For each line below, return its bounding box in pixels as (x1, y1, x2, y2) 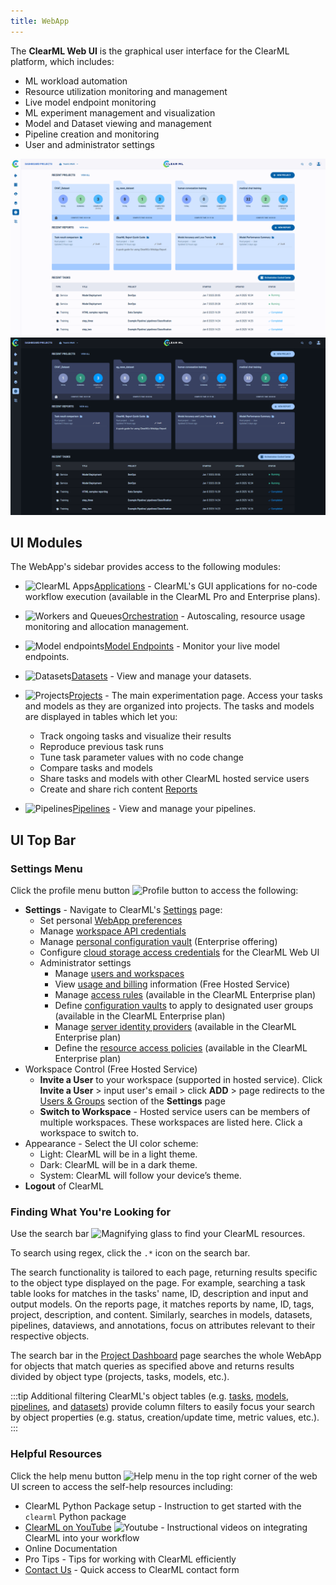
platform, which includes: (10, 55, 115, 67)
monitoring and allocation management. (24, 621, 190, 633)
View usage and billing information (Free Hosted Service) (54, 978, 291, 990)
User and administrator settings (24, 138, 155, 150)
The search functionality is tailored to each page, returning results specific (10, 1266, 318, 1279)
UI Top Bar (10, 831, 77, 849)
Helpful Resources (10, 1447, 103, 1461)
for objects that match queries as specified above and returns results (10, 1360, 295, 1372)
